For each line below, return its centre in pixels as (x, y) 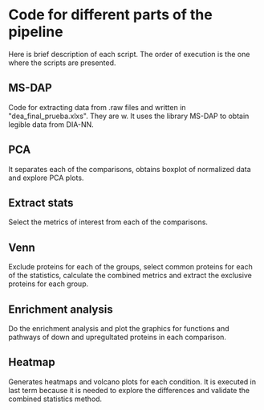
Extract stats (41, 203)
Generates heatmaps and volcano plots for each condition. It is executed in (132, 381)
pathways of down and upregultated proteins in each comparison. (118, 337)
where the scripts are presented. (62, 63)
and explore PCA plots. (46, 178)
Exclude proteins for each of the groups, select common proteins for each (130, 267)
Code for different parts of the (110, 15)
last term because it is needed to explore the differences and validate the (129, 390)
